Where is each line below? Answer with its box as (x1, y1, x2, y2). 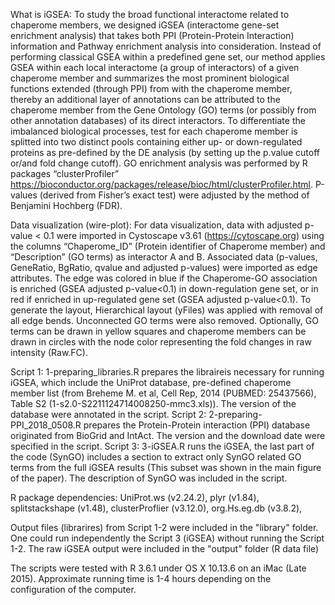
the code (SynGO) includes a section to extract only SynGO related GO (10, 451, 302, 463)
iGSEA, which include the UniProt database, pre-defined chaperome (10, 377, 292, 388)
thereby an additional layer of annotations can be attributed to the (10, 94, 281, 105)
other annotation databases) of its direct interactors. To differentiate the (10, 115, 306, 126)
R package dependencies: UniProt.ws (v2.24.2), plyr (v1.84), (10, 492, 260, 503)
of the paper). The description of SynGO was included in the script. (10, 472, 288, 484)
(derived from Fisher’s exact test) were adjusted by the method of (39, 189, 310, 201)
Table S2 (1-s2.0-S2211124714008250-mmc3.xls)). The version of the (10, 398, 297, 409)
